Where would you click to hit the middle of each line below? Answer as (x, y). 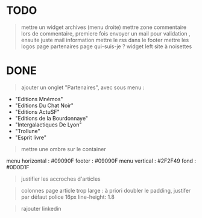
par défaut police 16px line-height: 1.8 (68, 197)
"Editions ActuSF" (37, 111)
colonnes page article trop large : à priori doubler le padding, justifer (106, 190)
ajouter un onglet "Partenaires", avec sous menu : (83, 87)
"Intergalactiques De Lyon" (48, 125)
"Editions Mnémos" (39, 99)
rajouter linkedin (41, 208)
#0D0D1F (18, 167)
